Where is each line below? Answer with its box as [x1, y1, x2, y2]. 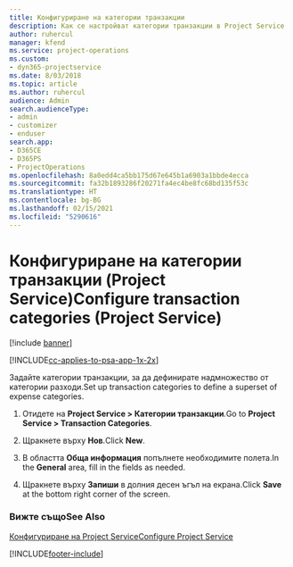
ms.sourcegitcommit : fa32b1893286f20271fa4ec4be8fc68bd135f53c [9, 179, 249, 188]
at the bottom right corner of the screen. [21, 488, 171, 499]
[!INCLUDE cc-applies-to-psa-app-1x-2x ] [9, 354, 159, 365]
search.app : [9, 138, 53, 146]
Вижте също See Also [9, 511, 105, 523]
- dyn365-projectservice [9, 63, 102, 72]
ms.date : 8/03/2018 [9, 71, 82, 80]
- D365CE [9, 146, 42, 154]
